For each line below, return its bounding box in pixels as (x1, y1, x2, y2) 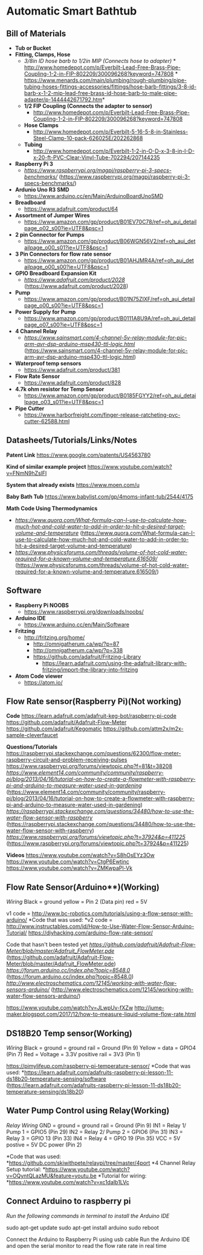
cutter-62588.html (24, 418, 70, 425)
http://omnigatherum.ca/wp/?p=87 (33, 640, 120, 647)
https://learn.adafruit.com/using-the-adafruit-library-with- (42, 659, 187, 667)
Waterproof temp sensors (14, 360, 82, 367)
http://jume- (134, 1004, 164, 1012)
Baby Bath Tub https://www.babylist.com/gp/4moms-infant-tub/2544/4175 (6, 492, 193, 500)
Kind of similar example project (6, 463, 86, 470)
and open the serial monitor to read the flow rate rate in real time (6, 1242, 167, 1249)
